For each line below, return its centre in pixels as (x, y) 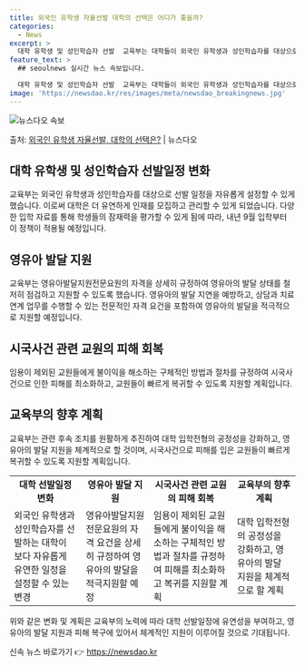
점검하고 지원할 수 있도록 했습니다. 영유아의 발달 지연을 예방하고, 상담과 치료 (160, 295)
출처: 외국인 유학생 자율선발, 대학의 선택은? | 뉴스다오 (103, 139)
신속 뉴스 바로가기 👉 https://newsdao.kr (84, 651)
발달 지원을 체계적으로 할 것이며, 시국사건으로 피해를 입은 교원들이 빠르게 (162, 449)
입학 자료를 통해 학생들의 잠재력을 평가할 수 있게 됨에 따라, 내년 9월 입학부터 (153, 217)
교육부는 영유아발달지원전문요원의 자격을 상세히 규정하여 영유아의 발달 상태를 (145, 283)
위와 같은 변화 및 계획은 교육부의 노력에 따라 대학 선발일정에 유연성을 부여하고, (148, 621)
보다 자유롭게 (40, 556)
